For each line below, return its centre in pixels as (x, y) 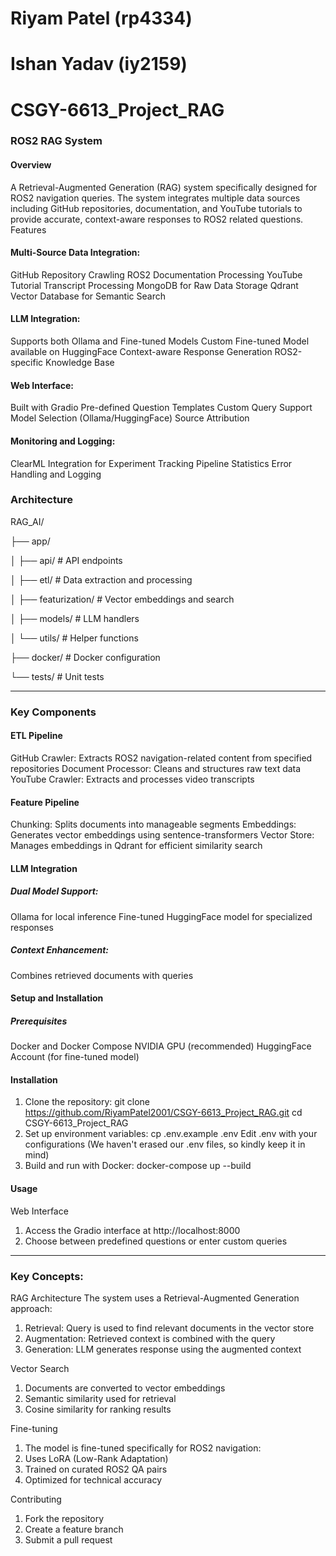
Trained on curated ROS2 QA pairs (96, 1469)
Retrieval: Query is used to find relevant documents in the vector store (169, 1328)
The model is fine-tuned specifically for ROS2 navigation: (143, 1448)
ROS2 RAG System (56, 141)
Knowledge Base (80, 363)
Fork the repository (64, 1518)
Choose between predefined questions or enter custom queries (156, 1241)
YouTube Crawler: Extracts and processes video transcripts (132, 779)
